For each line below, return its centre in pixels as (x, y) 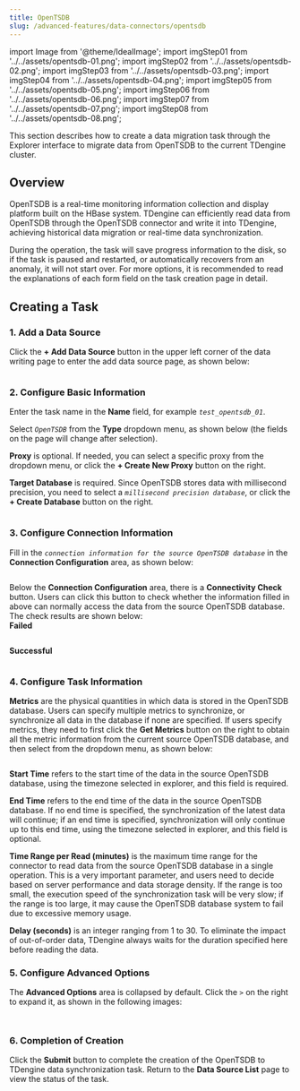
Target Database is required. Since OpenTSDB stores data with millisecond (148, 483)
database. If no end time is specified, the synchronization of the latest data (147, 810)
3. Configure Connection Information (91, 533)
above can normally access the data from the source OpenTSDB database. (147, 606)
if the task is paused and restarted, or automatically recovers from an (137, 260)
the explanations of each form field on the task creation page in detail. (139, 279)
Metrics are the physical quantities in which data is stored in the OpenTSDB (149, 700)
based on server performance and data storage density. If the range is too (146, 884)
